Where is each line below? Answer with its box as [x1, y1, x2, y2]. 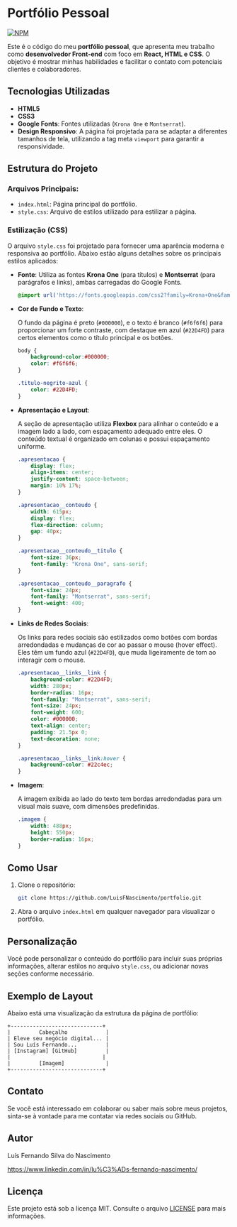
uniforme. [17, 442, 46, 450]
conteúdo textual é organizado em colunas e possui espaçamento [17, 435, 210, 443]
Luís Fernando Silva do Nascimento [7, 1151, 111, 1160]
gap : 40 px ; [30, 528, 63, 535]
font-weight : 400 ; [30, 600, 85, 607]
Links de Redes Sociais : [17, 619, 89, 628]
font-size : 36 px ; [30, 554, 82, 562]
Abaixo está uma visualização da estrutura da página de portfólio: [7, 1008, 199, 1017]
